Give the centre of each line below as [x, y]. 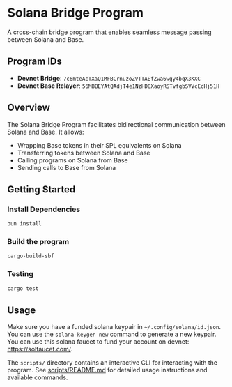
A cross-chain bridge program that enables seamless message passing [109, 32]
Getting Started [41, 189]
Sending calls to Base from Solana [67, 167]
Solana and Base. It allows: [46, 132]
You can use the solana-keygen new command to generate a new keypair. [112, 334]
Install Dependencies [44, 209]
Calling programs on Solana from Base [72, 160]
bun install [24, 224]
